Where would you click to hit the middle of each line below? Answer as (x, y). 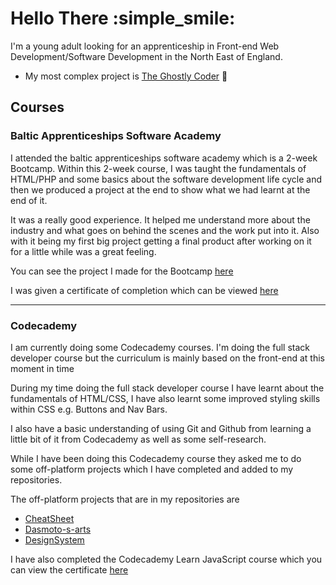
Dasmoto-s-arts (58, 529)
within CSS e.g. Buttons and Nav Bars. (89, 409)
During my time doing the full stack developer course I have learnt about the (167, 388)
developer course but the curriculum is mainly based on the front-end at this (167, 358)
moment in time (42, 368)
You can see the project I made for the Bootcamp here (122, 271)
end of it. (29, 200)
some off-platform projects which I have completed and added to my (152, 469)
